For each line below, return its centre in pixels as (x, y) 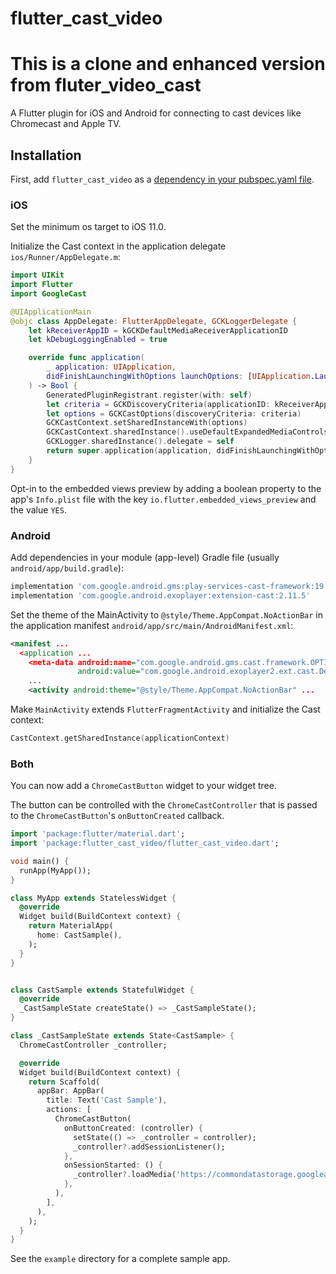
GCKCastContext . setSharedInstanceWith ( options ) (147, 423)
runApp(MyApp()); (55, 870)
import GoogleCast (48, 293)
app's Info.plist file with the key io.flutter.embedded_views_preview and (163, 499)
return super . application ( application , (129, 451)
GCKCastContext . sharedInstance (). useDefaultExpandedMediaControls (187, 432)
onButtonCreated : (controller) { (133, 1128)
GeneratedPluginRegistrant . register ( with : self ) (149, 395)
